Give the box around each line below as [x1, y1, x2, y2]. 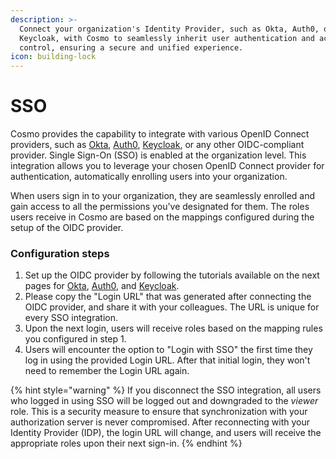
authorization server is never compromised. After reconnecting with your [10, 416, 311, 428]
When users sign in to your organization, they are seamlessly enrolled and [10, 190, 316, 202]
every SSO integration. [24, 312, 118, 324]
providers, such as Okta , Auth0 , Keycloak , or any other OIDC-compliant [10, 139, 305, 151]
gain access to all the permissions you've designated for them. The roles [10, 201, 310, 213]
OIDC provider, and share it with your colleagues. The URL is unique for [24, 301, 320, 313]
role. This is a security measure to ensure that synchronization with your [10, 406, 308, 418]
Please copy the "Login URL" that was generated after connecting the [24, 291, 312, 303]
